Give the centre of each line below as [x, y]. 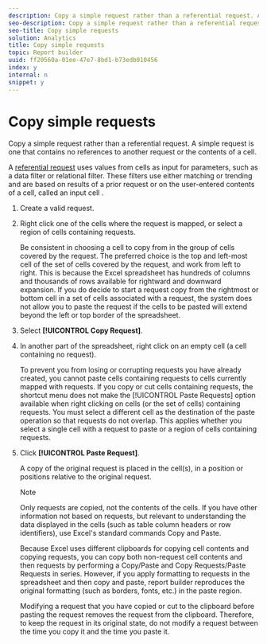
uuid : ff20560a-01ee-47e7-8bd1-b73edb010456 [83, 60]
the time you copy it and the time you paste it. [95, 632]
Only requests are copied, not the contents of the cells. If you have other [139, 508]
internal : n [28, 75]
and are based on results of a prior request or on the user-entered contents [132, 185]
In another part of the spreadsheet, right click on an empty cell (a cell [133, 346]
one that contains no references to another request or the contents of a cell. [132, 152]
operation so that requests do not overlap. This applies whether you [131, 421]
